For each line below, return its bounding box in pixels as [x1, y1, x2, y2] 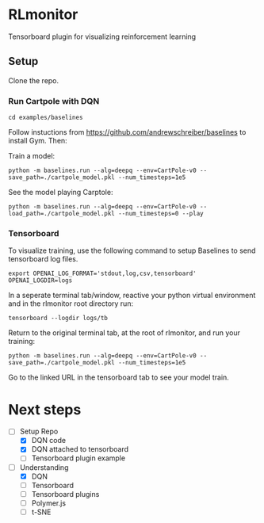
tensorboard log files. [8, 254, 78, 264]
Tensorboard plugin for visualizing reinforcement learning [8, 32, 197, 41]
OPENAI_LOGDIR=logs [8, 277, 73, 284]
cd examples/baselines [8, 113, 83, 122]
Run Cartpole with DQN [8, 95, 100, 106]
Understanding [19, 462, 69, 472]
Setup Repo [19, 426, 59, 437]
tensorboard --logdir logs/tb [8, 315, 109, 323]
